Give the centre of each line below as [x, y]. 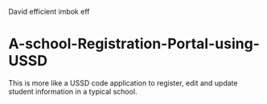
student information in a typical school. [73, 91]
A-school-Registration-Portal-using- [134, 44]
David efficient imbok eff [49, 12]
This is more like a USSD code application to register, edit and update [123, 82]
